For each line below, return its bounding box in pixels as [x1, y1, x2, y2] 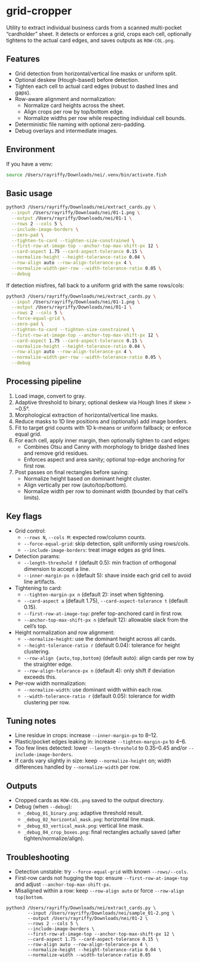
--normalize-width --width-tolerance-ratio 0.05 [27, 952, 151, 958]
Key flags [6, 511, 42, 521]
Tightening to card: [14, 584, 62, 591]
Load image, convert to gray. [14, 392, 86, 399]
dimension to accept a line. [23, 565, 91, 572]
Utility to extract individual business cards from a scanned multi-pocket [6, 24, 182, 31]
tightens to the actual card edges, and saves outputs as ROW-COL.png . [6, 36, 175, 44]
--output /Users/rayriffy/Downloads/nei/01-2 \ [27, 916, 148, 922]
